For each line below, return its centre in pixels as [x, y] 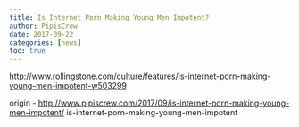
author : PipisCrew [43, 26]
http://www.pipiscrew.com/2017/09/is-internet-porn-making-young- [164, 103]
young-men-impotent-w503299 [68, 86]
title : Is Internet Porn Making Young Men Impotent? [109, 17]
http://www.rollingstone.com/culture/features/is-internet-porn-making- [140, 76]
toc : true [28, 51]
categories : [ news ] [46, 42]
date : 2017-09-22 [42, 34]
